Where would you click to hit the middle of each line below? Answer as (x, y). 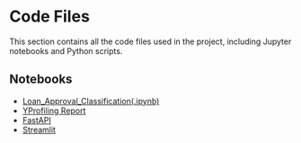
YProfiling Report (54, 111)
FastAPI (36, 120)
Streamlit (39, 130)
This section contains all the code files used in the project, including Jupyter (150, 41)
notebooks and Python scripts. (66, 50)
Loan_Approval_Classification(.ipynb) (91, 101)
